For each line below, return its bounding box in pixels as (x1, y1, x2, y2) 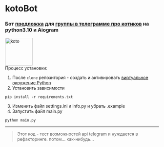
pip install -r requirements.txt (5, 95, 73, 99)
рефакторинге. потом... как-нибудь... (17, 136, 94, 142)
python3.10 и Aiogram (5, 26, 59, 33)
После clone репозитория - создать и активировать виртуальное (12, 74, 148, 81)
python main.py (5, 118, 36, 123)
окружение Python (12, 80, 51, 86)
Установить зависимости (12, 85, 65, 91)
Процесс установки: (5, 65, 48, 71)
